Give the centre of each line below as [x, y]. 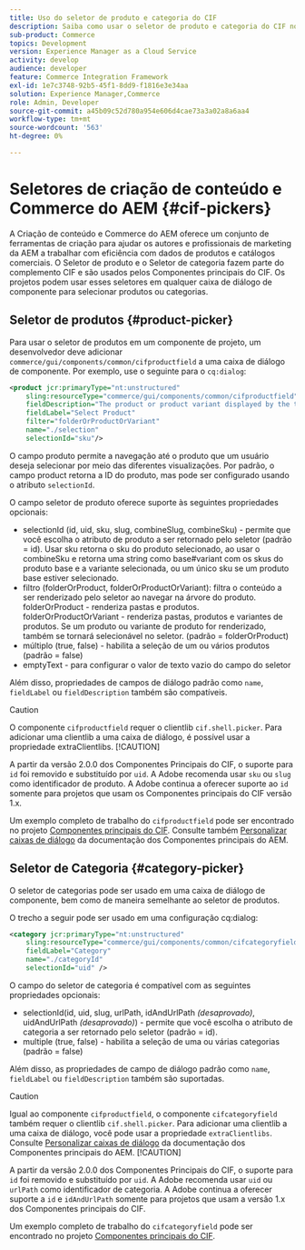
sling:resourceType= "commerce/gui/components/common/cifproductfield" [162, 396]
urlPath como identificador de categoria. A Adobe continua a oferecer [141, 1189]
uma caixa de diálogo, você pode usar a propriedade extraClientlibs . [141, 1133]
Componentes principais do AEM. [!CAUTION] [95, 1152]
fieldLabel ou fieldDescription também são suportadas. [117, 1078]
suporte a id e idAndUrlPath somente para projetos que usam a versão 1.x [148, 1199]
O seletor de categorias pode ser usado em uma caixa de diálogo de [138, 890]
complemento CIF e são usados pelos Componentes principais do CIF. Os [148, 272]
